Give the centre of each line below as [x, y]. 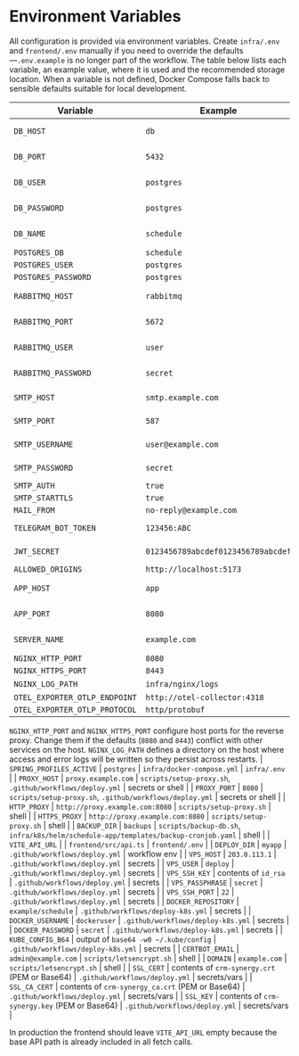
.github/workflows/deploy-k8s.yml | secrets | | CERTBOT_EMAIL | [125, 948]
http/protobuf [175, 709]
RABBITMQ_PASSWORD [53, 373]
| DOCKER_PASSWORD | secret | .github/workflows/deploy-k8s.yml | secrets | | [146, 929]
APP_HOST [32, 588]
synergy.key [31, 1006]
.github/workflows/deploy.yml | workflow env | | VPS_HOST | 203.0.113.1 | [143, 854]
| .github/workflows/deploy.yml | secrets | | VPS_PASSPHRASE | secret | [136, 882]
